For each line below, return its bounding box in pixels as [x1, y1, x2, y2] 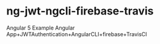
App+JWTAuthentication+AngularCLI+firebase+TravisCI [6, 30, 148, 37]
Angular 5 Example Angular [6, 24, 75, 31]
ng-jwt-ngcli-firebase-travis [6, 4, 154, 18]
